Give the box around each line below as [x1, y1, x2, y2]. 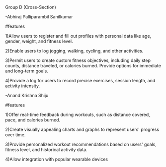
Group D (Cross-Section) [5, 4, 56, 10]
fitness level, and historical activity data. [5, 147, 88, 153]
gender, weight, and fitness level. [5, 38, 73, 44]
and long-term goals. [5, 68, 48, 74]
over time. [5, 132, 26, 138]
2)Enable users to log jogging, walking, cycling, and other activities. [5, 48, 144, 54]
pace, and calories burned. [5, 117, 61, 123]
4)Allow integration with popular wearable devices [5, 156, 108, 162]
